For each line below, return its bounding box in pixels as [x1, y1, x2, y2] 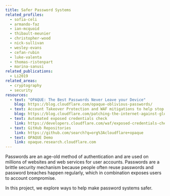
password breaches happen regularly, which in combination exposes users [5, 170, 162, 176]
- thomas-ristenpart [10, 59, 53, 64]
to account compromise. [5, 175, 56, 181]
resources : [5, 92, 28, 97]
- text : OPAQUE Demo [10, 135, 53, 140]
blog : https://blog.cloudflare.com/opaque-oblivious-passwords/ [14, 102, 153, 107]
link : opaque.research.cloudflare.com [14, 140, 96, 145]
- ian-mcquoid [10, 26, 39, 31]
